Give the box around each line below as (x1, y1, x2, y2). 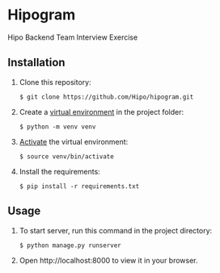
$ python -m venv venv (19, 123, 96, 131)
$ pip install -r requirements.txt (19, 182, 140, 191)
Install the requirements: (19, 166, 100, 176)
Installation (7, 56, 66, 69)
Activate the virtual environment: (19, 136, 129, 146)
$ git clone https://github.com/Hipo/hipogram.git (19, 93, 194, 101)
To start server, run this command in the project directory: (19, 225, 213, 235)
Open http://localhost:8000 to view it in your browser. (19, 255, 199, 265)
